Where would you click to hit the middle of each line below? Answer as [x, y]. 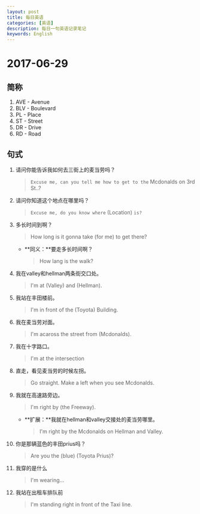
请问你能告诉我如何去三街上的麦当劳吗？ [65, 170]
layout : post [23, 12]
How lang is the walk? [66, 261]
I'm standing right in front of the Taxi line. [81, 504]
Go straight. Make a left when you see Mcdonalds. [92, 383]
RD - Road [28, 134]
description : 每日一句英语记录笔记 [46, 28]
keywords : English [30, 34]
